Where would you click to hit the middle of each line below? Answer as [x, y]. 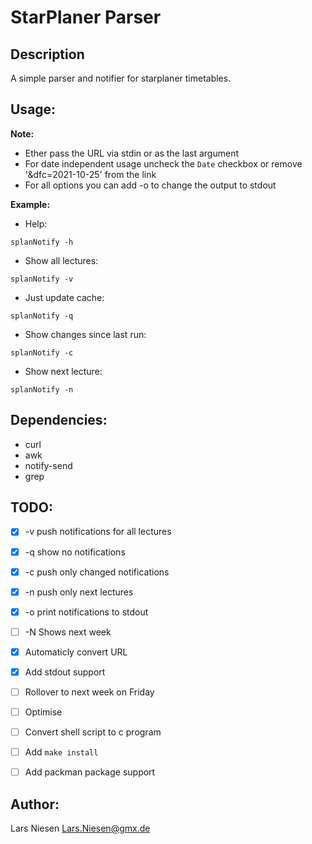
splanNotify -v [42, 279]
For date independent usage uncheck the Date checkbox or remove [163, 163]
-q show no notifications [75, 552]
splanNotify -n [42, 389]
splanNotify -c [42, 352]
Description [47, 54]
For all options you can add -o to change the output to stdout [150, 185]
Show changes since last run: [85, 334]
